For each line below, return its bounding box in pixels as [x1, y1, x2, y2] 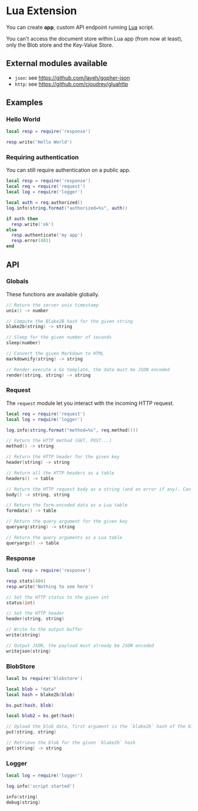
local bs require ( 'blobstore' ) [6, 675, 83, 681]
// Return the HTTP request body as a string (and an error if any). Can [6, 486, 192, 492]
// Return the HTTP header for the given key [6, 454, 120, 460]
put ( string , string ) [6, 729, 57, 735]
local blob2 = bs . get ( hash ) [6, 713, 75, 719]
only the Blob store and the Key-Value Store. [6, 41, 114, 48]
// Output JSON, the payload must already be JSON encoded [6, 642, 154, 649]
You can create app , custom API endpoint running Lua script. [6, 24, 154, 31]
